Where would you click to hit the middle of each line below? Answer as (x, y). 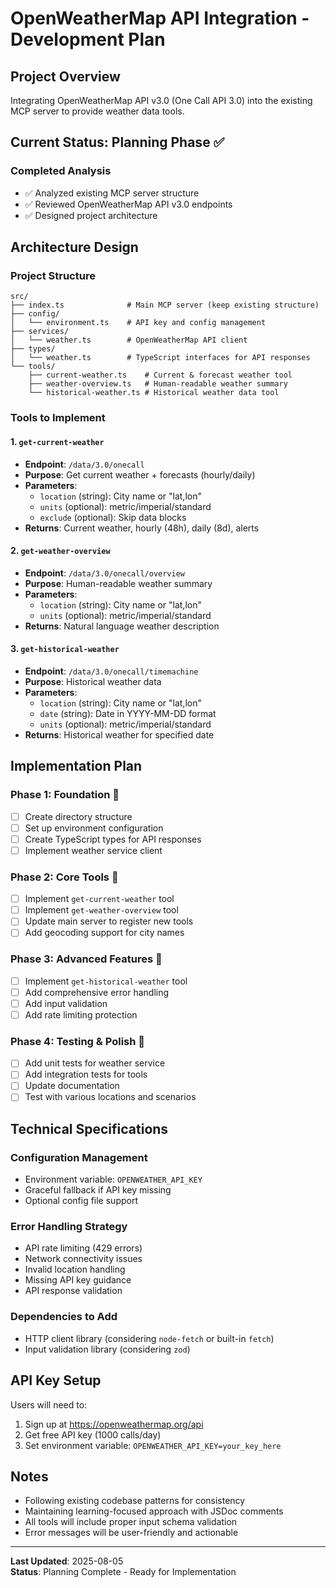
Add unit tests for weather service (95, 1063)
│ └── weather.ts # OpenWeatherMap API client (129, 340)
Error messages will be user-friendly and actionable (131, 1533)
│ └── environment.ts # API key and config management (138, 323)
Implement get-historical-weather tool (106, 981)
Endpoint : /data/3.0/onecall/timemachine (111, 671)
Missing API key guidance (78, 1280)
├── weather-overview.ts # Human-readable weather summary (158, 384)
